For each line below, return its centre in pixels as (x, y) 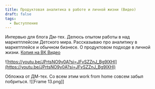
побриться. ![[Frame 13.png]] (35, 82)
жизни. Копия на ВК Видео (33, 53)
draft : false (18, 14)
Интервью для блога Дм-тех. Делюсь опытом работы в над (68, 37)
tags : (10, 18)
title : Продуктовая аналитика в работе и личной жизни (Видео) (71, 9)
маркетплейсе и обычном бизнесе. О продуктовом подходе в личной (78, 47)
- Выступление (24, 23)
